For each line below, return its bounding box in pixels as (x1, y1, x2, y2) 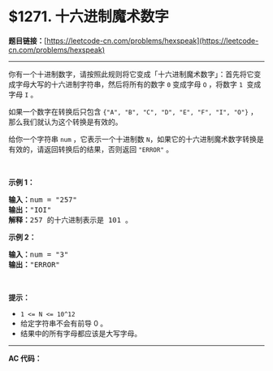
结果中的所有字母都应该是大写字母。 (19, 328, 142, 338)
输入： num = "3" (8, 249, 69, 259)
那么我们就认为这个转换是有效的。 (8, 117, 123, 127)
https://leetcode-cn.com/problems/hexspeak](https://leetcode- (46, 36, 259, 45)
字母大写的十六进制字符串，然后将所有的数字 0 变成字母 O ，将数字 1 (15, 79, 244, 89)
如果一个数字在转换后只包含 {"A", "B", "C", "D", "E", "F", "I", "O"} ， (8, 106, 258, 116)
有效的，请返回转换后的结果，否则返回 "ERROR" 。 (8, 144, 173, 154)
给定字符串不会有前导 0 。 (19, 318, 108, 328)
